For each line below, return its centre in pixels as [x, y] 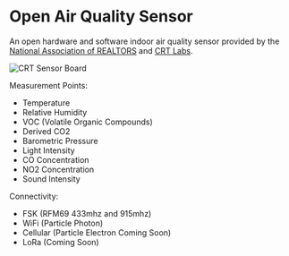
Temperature [46, 102]
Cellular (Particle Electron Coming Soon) [97, 232]
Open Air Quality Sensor [102, 17]
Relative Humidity [55, 112]
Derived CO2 [46, 131]
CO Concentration [55, 159]
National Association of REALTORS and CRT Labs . [101, 50]
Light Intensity [48, 150]
